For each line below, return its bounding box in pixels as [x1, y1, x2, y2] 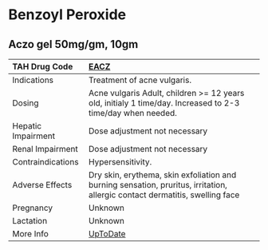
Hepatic [12, 121, 42, 131]
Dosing [12, 97, 39, 109]
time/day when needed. [89, 108, 178, 118]
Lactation [12, 216, 48, 226]
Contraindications [12, 157, 79, 167]
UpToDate [89, 228, 126, 239]
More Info [12, 228, 49, 239]
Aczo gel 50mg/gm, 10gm [8, 38, 139, 51]
